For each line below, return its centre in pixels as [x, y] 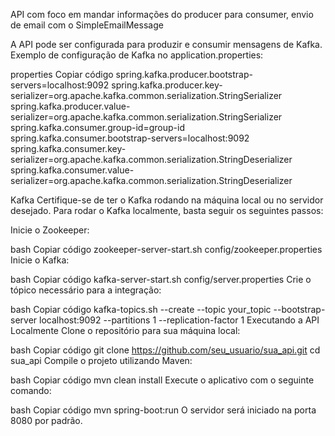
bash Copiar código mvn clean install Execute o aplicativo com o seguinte [162, 380]
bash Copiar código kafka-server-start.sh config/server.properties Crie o [161, 279]
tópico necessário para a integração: [86, 290]
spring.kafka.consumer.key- [68, 148]
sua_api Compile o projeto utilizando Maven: [101, 360]
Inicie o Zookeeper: [50, 230]
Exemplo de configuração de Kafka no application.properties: [137, 55]
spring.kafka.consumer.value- [72, 170]
